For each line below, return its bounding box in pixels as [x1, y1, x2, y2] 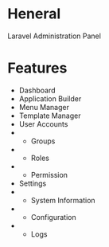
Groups [30, 136, 56, 146]
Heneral [7, 5, 61, 23]
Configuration [30, 212, 76, 222]
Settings [18, 178, 47, 188]
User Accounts [18, 119, 68, 128]
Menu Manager [18, 102, 69, 112]
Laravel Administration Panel [7, 31, 101, 41]
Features [7, 59, 68, 77]
